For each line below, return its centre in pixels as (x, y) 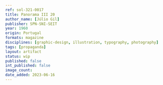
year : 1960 (17, 28)
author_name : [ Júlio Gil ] (32, 19)
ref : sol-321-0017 (24, 10)
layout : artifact (23, 51)
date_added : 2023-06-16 (30, 75)
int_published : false (28, 65)
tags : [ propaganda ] (26, 47)
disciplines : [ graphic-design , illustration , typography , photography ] (82, 42)
